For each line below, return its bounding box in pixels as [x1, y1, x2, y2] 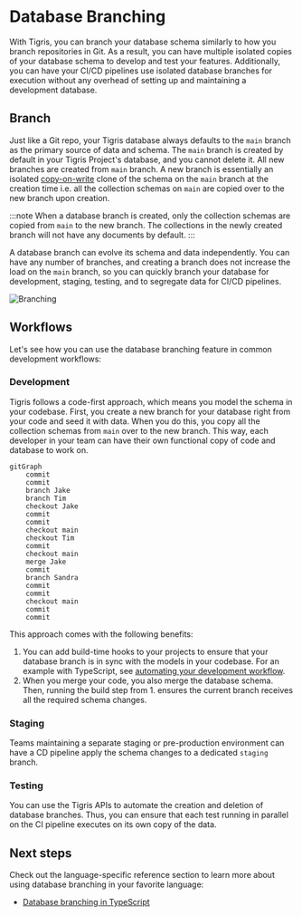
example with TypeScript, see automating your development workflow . [22, 665, 286, 676]
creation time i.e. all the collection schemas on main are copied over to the [9, 183, 285, 194]
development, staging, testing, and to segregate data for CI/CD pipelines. [9, 275, 282, 286]
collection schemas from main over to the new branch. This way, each [9, 425, 269, 436]
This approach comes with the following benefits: [9, 628, 193, 640]
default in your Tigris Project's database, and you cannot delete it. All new [9, 154, 285, 165]
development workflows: [9, 353, 102, 364]
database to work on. [9, 444, 89, 455]
